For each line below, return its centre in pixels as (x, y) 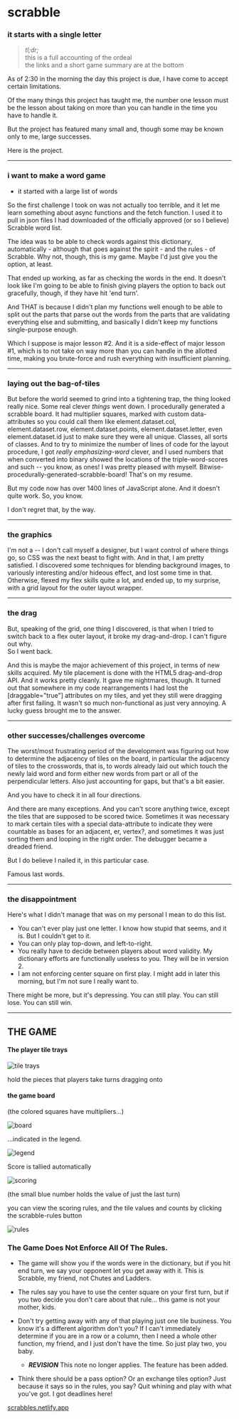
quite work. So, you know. (45, 496)
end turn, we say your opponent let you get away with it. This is (111, 1271)
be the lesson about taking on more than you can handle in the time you (112, 108)
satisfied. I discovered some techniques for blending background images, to (119, 565)
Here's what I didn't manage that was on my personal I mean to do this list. (117, 915)
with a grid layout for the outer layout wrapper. (75, 588)
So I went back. (30, 651)
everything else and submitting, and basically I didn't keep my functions (113, 321)
